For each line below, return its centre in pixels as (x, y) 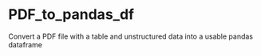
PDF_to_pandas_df (71, 15)
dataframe (25, 44)
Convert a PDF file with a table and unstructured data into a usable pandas (131, 36)
